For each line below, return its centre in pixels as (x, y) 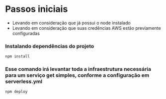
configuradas (26, 33)
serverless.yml (24, 82)
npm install (17, 56)
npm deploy (16, 92)
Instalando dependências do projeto (50, 46)
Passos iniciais (37, 9)
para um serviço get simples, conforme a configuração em (77, 75)
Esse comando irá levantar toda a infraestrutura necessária (78, 69)
